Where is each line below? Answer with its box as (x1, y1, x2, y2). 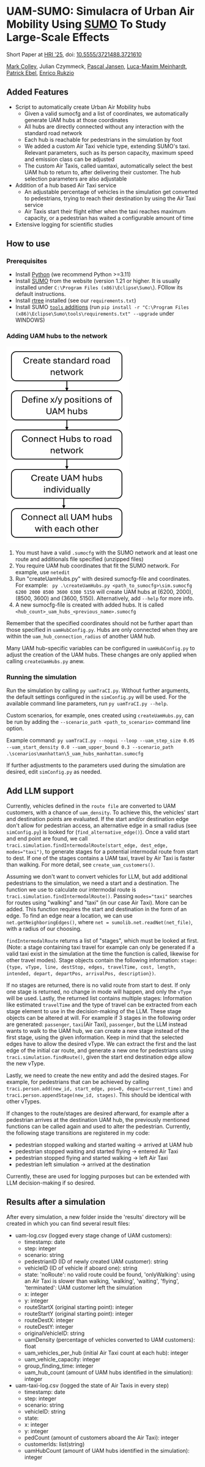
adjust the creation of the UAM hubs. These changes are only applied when (6, 651, 197, 658)
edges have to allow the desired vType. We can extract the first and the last (6, 1040, 197, 1048)
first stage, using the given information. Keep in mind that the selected (6, 1033, 184, 1041)
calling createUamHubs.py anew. (6, 657, 84, 664)
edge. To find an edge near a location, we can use (6, 912, 133, 919)
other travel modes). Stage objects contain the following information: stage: (6, 956, 198, 963)
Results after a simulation (6, 1197, 106, 1207)
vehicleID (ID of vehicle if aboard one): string (24, 1264, 138, 1272)
